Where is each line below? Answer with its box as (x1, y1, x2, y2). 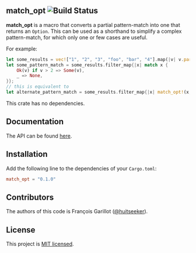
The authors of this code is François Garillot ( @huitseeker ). (6, 208, 148, 215)
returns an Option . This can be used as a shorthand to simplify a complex (6, 28, 182, 35)
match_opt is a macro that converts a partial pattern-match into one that (6, 21, 180, 28)
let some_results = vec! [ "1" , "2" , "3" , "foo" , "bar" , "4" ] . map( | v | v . (6, 56, 184, 62)
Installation (6, 149, 48, 159)
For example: (6, 45, 38, 52)
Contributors (6, 192, 54, 202)
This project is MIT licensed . (6, 241, 74, 248)
